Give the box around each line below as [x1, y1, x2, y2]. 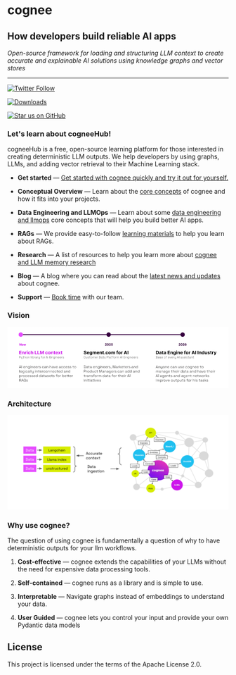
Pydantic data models [17, 621, 81, 629]
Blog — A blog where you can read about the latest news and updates [17, 272, 221, 280]
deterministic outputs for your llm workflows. [7, 543, 137, 552]
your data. [17, 600, 48, 608]
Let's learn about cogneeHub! [7, 129, 111, 139]
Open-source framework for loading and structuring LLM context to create [7, 49, 224, 57]
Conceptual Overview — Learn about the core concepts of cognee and [17, 187, 226, 196]
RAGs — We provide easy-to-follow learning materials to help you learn [17, 230, 225, 238]
